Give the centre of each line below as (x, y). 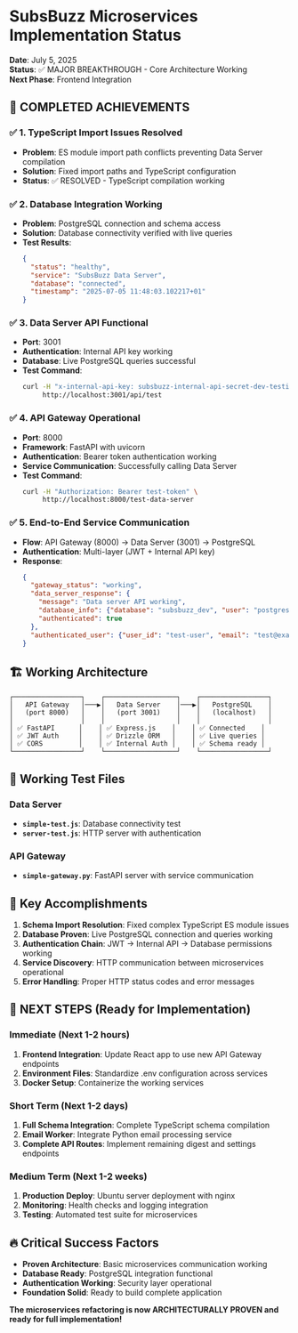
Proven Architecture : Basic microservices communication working (145, 1264)
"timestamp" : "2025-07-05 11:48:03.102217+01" (118, 292)
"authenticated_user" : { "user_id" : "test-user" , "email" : (140, 635)
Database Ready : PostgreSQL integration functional (117, 1273)
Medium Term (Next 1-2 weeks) (78, 1176)
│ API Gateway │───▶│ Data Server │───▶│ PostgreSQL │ (141, 705)
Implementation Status (96, 35)
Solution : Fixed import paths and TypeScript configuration (129, 171)
